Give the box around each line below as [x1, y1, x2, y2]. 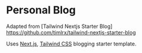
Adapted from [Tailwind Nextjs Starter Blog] [6, 23, 113, 30]
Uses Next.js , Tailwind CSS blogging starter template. [6, 40, 137, 47]
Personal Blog [6, 3, 76, 17]
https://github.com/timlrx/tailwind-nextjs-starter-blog [6, 29, 136, 36]
